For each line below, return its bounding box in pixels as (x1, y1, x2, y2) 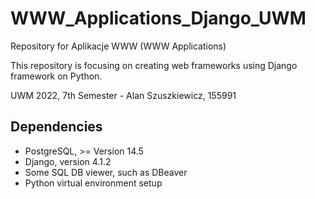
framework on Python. (10, 70, 103, 82)
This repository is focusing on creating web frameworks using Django (10, 59, 298, 71)
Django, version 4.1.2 (24, 155, 112, 167)
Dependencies (10, 118, 103, 136)
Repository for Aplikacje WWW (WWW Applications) (10, 40, 227, 52)
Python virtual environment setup (24, 177, 163, 189)
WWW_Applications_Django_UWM (10, 7, 307, 30)
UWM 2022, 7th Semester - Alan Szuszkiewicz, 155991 (10, 89, 237, 101)
